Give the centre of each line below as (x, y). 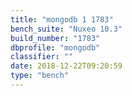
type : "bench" (40, 76)
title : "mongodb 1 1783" (62, 19)
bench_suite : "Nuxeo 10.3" (66, 29)
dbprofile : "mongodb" (55, 47)
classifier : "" (42, 57)
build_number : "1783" (55, 38)
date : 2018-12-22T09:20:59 (66, 66)
